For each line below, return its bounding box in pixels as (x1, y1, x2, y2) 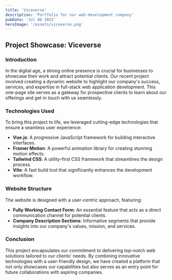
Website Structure (5, 185, 52, 192)
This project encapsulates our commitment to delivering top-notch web (5, 247, 156, 253)
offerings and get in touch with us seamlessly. (5, 95, 102, 101)
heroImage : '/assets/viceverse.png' (5, 21, 83, 27)
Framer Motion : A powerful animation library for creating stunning (12, 145, 153, 151)
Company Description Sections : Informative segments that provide (12, 218, 156, 224)
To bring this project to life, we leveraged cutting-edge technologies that (5, 119, 158, 125)
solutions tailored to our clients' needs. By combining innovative (5, 252, 140, 259)
